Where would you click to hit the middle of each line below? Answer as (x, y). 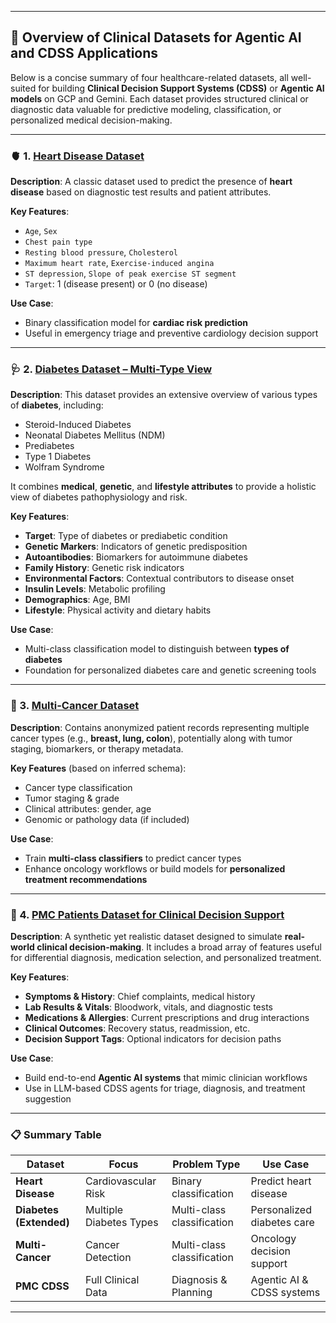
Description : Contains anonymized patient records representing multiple (160, 727)
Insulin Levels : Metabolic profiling (95, 589)
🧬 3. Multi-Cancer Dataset (75, 706)
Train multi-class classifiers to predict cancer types (133, 858)
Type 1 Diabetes (58, 457)
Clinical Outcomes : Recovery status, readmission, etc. (137, 1028)
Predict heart (281, 1181)
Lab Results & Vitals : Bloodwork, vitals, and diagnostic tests (149, 1007)
